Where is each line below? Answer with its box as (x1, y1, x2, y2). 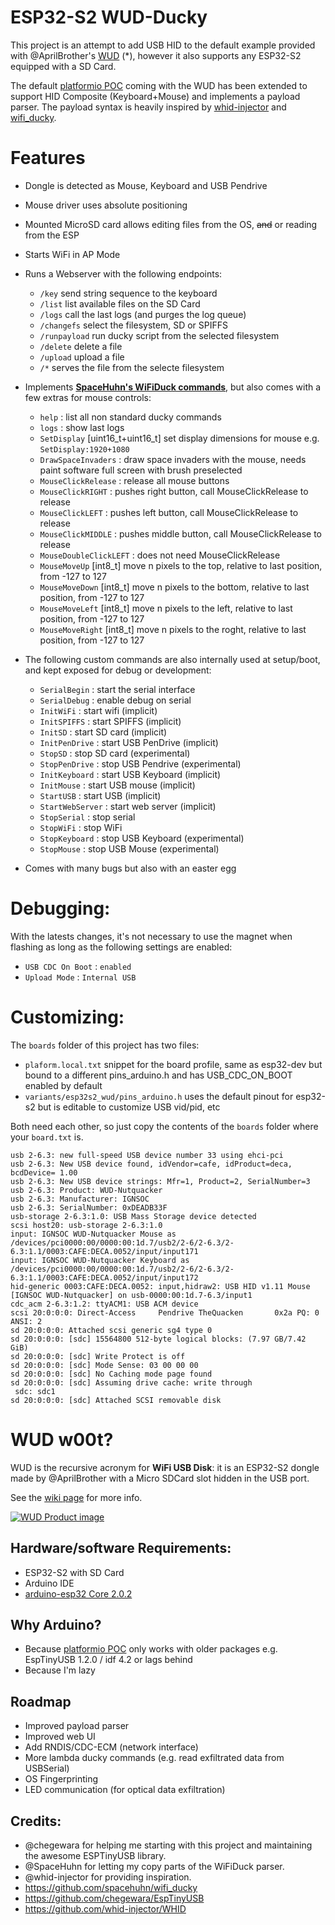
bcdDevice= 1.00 (10, 1167, 78, 1178)
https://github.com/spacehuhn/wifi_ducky (24, 1881, 198, 1893)
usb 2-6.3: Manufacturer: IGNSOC (10, 1194, 150, 1204)
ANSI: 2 (10, 1316, 43, 1326)
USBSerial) (24, 1762, 70, 1775)
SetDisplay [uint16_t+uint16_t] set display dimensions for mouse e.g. (39, 432, 320, 444)
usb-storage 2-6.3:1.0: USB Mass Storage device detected (10, 1211, 257, 1221)
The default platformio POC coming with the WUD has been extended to (10, 79, 308, 91)
